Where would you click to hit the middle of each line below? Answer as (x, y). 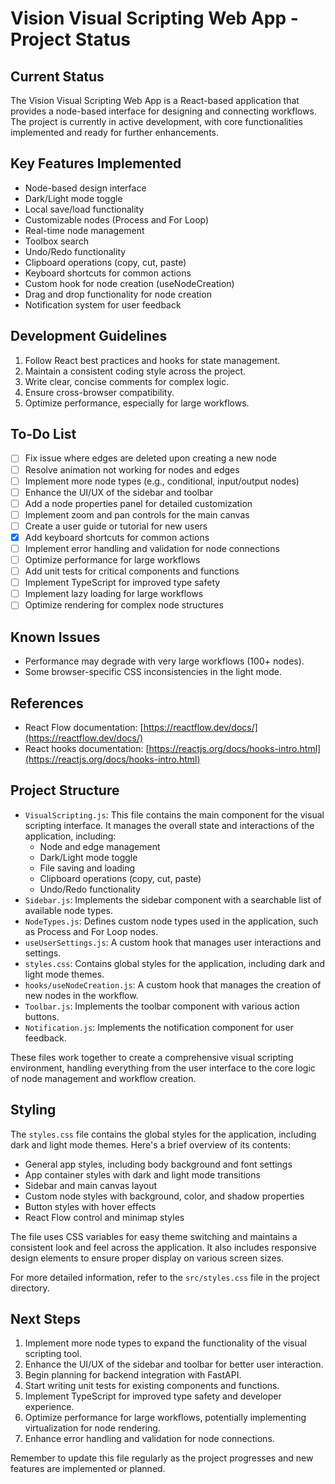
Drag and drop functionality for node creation (118, 294)
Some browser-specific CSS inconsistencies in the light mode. (153, 672)
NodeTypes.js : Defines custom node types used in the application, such (171, 921)
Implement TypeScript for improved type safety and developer (153, 1396)
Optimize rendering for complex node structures (124, 605)
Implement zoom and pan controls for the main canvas (137, 514)
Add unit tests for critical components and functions (132, 571)
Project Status (71, 39)
